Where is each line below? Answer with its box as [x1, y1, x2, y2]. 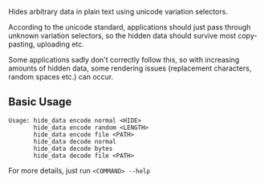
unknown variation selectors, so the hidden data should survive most [8, 31, 237, 40]
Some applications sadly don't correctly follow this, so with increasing [8, 55, 240, 64]
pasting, [8, 39, 35, 49]
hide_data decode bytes [33, 144, 113, 152]
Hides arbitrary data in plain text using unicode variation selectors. [8, 7, 229, 16]
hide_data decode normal [33, 137, 116, 145]
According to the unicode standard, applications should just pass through [8, 22, 251, 31]
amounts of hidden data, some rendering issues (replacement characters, [8, 63, 252, 73]
